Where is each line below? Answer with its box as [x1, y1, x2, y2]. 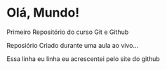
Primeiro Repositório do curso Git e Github [6, 28, 129, 36]
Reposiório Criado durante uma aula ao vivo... [6, 41, 139, 49]
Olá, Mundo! [6, 5, 80, 21]
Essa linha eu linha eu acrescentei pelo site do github [6, 54, 161, 63]
